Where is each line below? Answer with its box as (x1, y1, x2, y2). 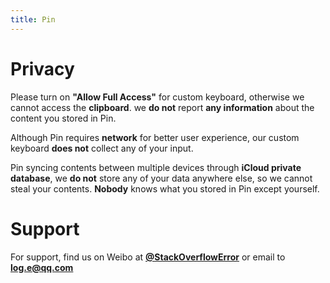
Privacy (10, 57, 75, 80)
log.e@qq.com (10, 261, 74, 273)
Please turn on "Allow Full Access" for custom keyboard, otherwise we (10, 91, 305, 103)
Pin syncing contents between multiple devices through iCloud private (10, 161, 302, 173)
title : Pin (10, 14, 56, 25)
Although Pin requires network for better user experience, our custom (10, 131, 300, 143)
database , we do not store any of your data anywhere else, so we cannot (10, 172, 313, 184)
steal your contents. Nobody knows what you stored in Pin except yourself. (10, 182, 320, 195)
